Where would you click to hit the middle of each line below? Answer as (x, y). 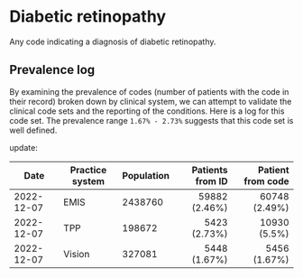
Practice (88, 170)
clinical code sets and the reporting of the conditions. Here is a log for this (147, 111)
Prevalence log (52, 70)
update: (23, 147)
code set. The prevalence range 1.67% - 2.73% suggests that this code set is (151, 120)
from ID (211, 181)
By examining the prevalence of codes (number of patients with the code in (149, 91)
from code (266, 181)
